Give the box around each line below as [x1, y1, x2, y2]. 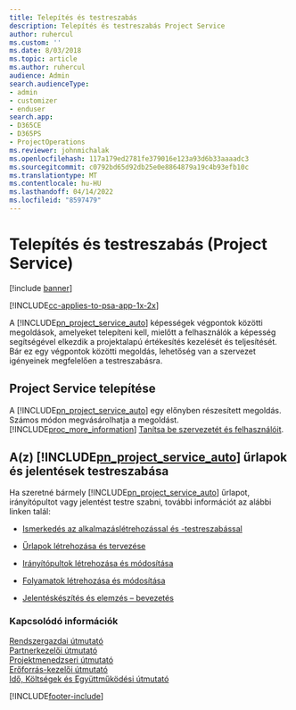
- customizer [9, 96, 58, 105]
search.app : [9, 113, 53, 121]
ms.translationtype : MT [9, 171, 98, 180]
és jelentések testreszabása [9, 464, 169, 479]
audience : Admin [9, 71, 70, 80]
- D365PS [9, 129, 42, 138]
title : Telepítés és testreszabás [9, 13, 138, 22]
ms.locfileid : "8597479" [9, 196, 102, 205]
